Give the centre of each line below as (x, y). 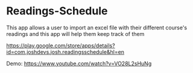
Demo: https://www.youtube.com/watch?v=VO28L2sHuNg (79, 63)
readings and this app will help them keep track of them (75, 34)
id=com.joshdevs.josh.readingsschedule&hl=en (65, 51)
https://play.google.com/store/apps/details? (61, 45)
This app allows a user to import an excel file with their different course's (97, 28)
